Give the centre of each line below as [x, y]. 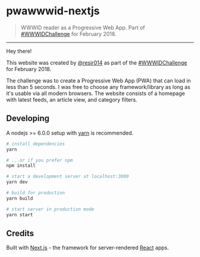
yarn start [20, 215]
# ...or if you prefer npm [40, 160]
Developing [28, 119]
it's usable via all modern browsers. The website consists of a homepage [96, 93]
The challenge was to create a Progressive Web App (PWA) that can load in [99, 80]
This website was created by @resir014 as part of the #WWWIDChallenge [97, 62]
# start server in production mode [50, 209]
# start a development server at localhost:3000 [68, 177]
